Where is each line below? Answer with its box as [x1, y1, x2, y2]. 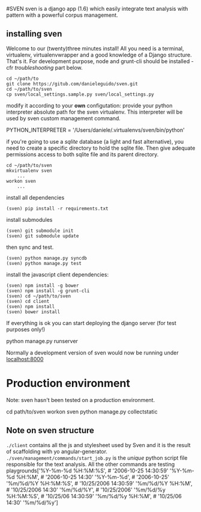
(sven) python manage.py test [6, 260, 82, 266]
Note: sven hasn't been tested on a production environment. [6, 396, 155, 403]
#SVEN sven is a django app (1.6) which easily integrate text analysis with [6, 5, 188, 12]
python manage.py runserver [6, 337, 78, 344]
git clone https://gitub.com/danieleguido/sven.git [6, 81, 138, 87]
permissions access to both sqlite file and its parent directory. [6, 150, 159, 158]
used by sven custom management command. [6, 114, 121, 122]
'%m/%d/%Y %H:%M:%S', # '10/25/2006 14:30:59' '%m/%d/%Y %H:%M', [6, 480, 193, 487]
